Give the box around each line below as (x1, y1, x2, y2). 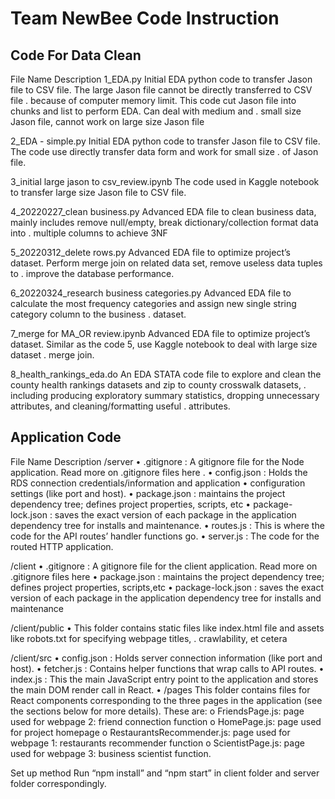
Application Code (10, 429, 122, 446)
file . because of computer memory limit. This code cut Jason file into (10, 95, 297, 106)
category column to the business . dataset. (10, 308, 187, 320)
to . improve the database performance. (10, 268, 175, 279)
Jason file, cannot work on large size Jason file (10, 116, 205, 127)
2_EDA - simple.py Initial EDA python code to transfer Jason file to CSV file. (10, 135, 321, 147)
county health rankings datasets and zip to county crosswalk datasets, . (10, 379, 307, 391)
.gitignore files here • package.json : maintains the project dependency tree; (10, 570, 325, 582)
